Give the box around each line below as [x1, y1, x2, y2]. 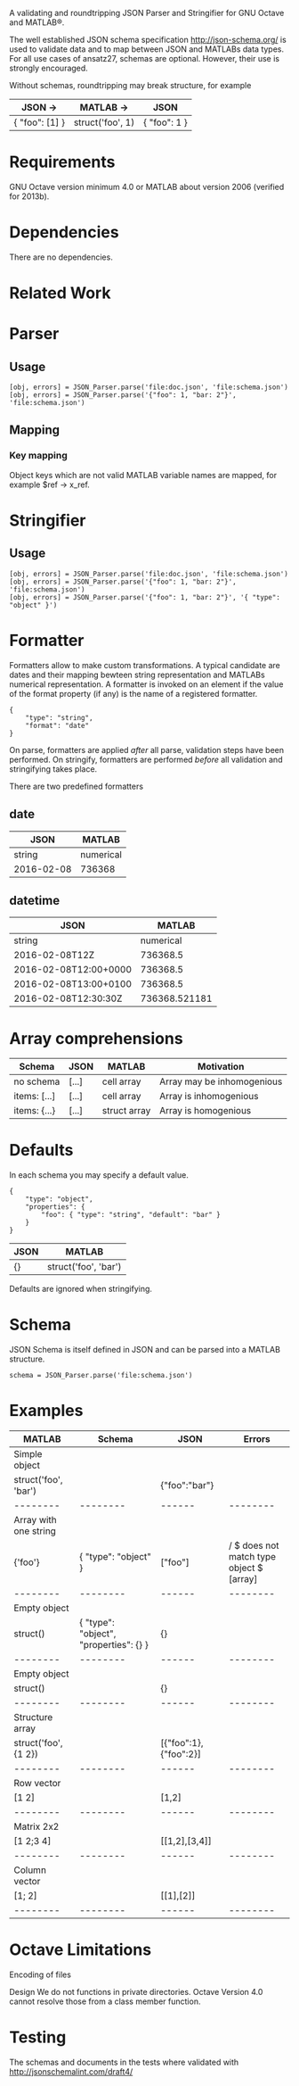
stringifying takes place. [9, 763, 98, 774]
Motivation [197, 1061, 245, 1073]
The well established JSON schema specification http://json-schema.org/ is [9, 35, 287, 45]
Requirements [9, 152, 116, 172]
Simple [13, 1448, 43, 1461]
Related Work [9, 283, 111, 303]
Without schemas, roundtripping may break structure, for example [9, 80, 252, 90]
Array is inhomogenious [158, 1090, 259, 1103]
